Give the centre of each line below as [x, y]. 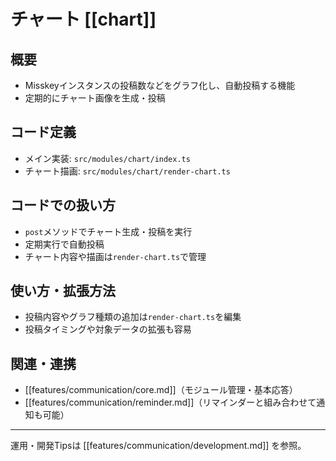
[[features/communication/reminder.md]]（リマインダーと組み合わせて [170, 402]
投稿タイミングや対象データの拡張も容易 [108, 329]
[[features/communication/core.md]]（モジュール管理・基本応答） [161, 390]
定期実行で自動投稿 [64, 244]
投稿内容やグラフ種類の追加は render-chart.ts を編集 [133, 317]
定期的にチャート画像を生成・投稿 [95, 98]
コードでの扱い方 [63, 205]
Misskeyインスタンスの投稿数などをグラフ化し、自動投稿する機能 [160, 85]
